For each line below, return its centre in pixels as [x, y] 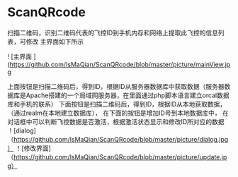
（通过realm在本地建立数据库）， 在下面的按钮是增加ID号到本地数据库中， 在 [118, 113]
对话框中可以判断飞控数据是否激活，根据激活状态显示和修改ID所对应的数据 [116, 121]
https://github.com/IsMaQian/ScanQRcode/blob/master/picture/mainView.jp [120, 64]
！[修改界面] [33, 148]
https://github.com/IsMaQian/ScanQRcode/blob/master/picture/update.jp [120, 157]
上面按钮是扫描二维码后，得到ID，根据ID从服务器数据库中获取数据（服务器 [116, 86]
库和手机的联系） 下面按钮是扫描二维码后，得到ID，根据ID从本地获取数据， [117, 104]
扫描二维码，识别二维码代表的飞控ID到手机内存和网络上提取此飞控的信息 [113, 32]
